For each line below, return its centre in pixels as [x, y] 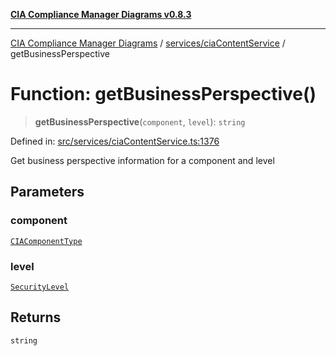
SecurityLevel [40, 287]
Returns [36, 317]
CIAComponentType [46, 241]
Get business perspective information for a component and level [142, 160]
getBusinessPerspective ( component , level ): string [140, 121]
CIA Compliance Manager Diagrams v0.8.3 [101, 14]
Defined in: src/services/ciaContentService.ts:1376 [115, 141]
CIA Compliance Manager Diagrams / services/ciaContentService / [148, 43]
